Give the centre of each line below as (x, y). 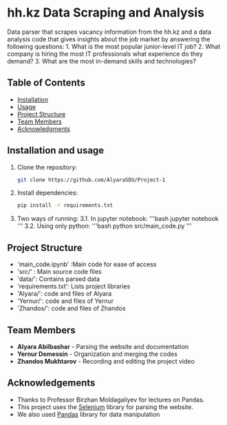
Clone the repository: (47, 167)
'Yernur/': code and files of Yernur (65, 301)
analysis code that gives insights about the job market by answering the (109, 39)
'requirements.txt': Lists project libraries (74, 286)
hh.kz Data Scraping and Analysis (106, 13)
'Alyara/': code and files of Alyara (64, 294)
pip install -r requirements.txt (65, 206)
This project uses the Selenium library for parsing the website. (105, 407)
